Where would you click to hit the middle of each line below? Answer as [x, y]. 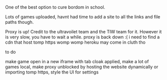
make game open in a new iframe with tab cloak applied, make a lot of [77, 61]
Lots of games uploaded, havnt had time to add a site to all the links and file [83, 17]
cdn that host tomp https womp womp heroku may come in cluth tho [75, 42]
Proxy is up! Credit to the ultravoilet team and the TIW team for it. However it [83, 32]
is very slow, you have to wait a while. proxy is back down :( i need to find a [83, 37]
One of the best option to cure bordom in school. [55, 7]
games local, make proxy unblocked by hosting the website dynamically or [82, 67]
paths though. [19, 22]
